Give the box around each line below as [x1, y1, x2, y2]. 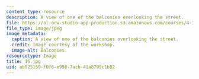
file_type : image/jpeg [6, 25, 62, 31]
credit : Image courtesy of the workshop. [11, 42, 115, 48]
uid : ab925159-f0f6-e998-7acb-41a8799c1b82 [6, 64, 115, 70]
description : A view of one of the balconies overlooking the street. [6, 14, 184, 20]
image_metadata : [6, 31, 46, 37]
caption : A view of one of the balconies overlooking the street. [11, 36, 179, 42]
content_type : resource [6, 8, 65, 15]
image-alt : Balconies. [11, 48, 68, 53]
